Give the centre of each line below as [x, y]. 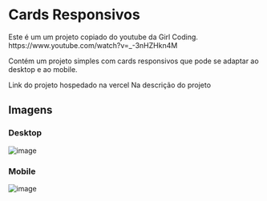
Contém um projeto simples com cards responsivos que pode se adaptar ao [133, 61]
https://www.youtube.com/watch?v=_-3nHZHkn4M [93, 45]
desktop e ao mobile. [43, 69]
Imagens [30, 110]
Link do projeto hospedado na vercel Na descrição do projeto [109, 85]
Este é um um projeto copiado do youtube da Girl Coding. [103, 37]
